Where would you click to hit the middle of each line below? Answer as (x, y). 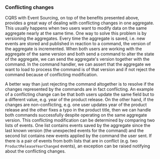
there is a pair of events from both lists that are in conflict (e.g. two (71, 141)
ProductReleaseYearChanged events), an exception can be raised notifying (78, 146)
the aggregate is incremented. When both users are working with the (73, 49)
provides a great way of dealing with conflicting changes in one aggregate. (80, 23)
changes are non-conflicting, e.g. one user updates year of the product (76, 105)
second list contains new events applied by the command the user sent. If (79, 136)
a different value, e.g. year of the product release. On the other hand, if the (79, 100)
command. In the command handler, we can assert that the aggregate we (78, 64)
